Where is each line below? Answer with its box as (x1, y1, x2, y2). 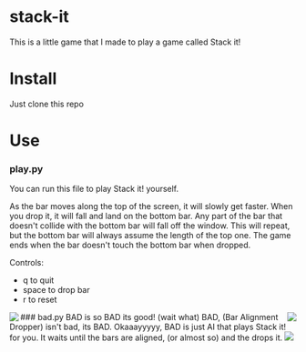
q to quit (22, 275, 55, 286)
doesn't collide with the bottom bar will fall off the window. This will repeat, (9, 220, 291, 231)
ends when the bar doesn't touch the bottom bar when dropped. (9, 239, 251, 251)
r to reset (22, 294, 57, 306)
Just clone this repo (9, 98, 85, 109)
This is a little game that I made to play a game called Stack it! (9, 36, 241, 47)
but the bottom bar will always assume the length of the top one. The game (9, 230, 291, 241)
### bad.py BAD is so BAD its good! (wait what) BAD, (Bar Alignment (20, 312, 279, 323)
